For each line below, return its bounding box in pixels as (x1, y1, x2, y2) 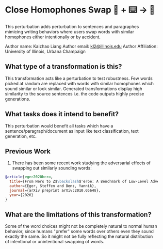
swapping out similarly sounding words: (12, 165, 92, 171)
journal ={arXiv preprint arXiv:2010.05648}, (9, 188, 101, 193)
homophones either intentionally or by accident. (5, 34, 101, 40)
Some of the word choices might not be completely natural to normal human (5, 223, 158, 229)
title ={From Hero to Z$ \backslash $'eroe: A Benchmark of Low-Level (9, 179, 149, 184)
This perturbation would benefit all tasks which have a (5, 123, 114, 129)
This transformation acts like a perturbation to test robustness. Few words (5, 75, 153, 81)
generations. (5, 96, 31, 102)
